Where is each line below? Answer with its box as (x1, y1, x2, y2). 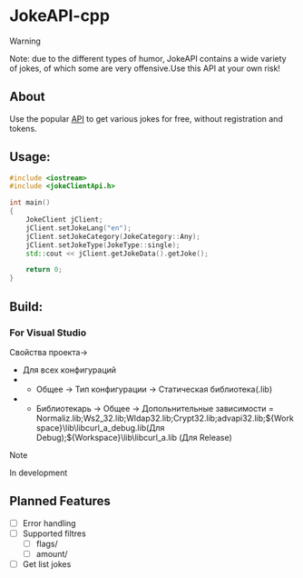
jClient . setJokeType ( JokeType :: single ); (25, 240, 181, 250)
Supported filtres (22, 528, 86, 539)
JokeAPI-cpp (9, 5, 111, 26)
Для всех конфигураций (22, 364, 116, 375)
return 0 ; (25, 265, 64, 274)
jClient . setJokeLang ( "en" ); (25, 224, 132, 233)
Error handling (22, 517, 76, 528)
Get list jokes (22, 558, 72, 569)
